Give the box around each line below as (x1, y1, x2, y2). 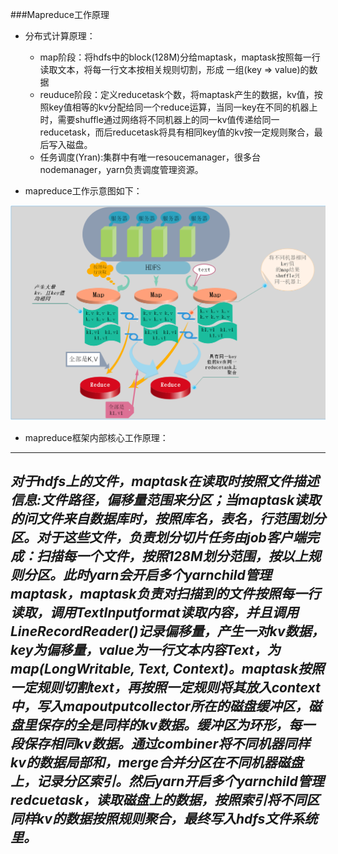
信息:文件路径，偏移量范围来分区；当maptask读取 (10, 492, 322, 509)
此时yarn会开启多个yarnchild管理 (62, 567, 272, 584)
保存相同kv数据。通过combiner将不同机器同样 (23, 736, 311, 753)
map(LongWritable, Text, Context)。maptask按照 (10, 661, 325, 678)
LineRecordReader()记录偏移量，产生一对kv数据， (10, 623, 325, 640)
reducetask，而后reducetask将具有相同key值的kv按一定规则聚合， (39, 126, 315, 138)
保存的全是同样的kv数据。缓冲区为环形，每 (36, 717, 302, 734)
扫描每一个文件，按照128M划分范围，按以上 (36, 548, 308, 565)
